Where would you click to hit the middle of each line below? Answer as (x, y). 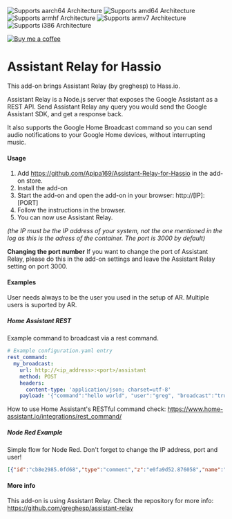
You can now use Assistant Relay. (65, 217)
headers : (32, 383)
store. (35, 181)
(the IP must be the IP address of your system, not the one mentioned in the (115, 231)
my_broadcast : (33, 364)
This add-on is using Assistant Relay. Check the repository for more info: (110, 501)
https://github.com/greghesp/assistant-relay (70, 508)
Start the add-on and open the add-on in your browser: (96, 195)
